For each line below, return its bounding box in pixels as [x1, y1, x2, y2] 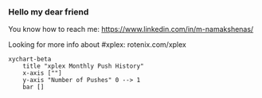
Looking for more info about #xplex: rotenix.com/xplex [8, 40, 187, 49]
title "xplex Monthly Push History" [22, 62, 145, 70]
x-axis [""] [22, 69, 62, 77]
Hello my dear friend [8, 6, 89, 18]
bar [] [22, 83, 45, 92]
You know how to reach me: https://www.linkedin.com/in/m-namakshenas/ [8, 25, 254, 34]
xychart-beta [8, 55, 52, 64]
